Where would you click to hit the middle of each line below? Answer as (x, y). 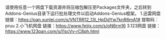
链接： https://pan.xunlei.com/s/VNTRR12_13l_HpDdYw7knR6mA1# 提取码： (82, 19)
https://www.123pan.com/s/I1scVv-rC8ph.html (52, 31)
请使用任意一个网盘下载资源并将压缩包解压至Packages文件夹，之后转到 (78, 7)
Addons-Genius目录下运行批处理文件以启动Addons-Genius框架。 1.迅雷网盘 (83, 13)
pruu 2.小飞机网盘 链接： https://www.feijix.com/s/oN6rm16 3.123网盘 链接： (83, 26)
